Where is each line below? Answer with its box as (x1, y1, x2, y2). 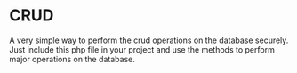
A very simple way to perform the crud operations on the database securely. (9, 35, 289, 45)
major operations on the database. (9, 53, 136, 64)
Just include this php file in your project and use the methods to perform (9, 44, 276, 54)
